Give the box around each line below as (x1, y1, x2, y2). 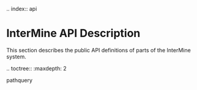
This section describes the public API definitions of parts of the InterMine (6, 46, 191, 54)
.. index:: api (6, 5, 37, 12)
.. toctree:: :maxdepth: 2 (6, 64, 67, 72)
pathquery (6, 76, 32, 84)
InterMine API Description (6, 27, 141, 40)
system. (6, 53, 26, 60)
